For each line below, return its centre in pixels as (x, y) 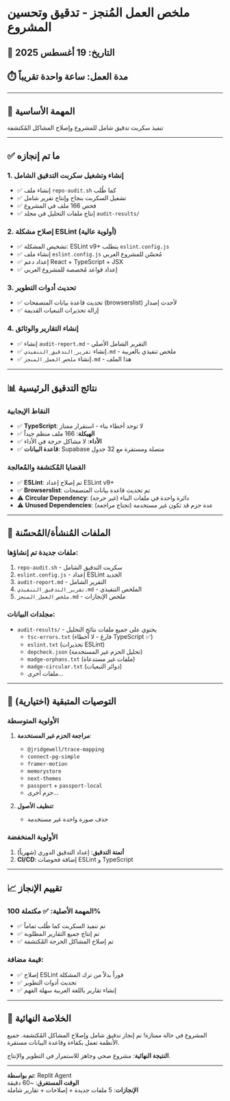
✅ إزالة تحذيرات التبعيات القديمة (58, 311)
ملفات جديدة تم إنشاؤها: (43, 553)
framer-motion (47, 764)
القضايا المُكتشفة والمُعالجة (46, 468)
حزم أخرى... (43, 793)
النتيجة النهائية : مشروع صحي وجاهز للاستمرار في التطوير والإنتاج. (89, 1055)
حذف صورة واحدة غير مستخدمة (67, 819)
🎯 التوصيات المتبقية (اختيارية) (62, 702)
